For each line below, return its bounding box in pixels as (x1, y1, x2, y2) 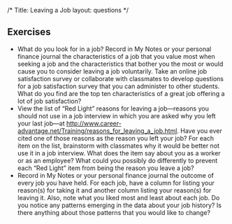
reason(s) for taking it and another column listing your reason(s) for (17, 185, 212, 195)
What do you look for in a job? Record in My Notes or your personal (17, 45, 212, 53)
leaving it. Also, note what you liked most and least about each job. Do (17, 193, 220, 202)
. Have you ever (177, 126, 222, 135)
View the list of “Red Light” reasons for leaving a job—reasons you (17, 104, 210, 113)
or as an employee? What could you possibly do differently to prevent (17, 156, 218, 164)
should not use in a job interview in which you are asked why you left (17, 111, 216, 120)
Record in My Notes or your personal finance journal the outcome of (17, 171, 215, 179)
